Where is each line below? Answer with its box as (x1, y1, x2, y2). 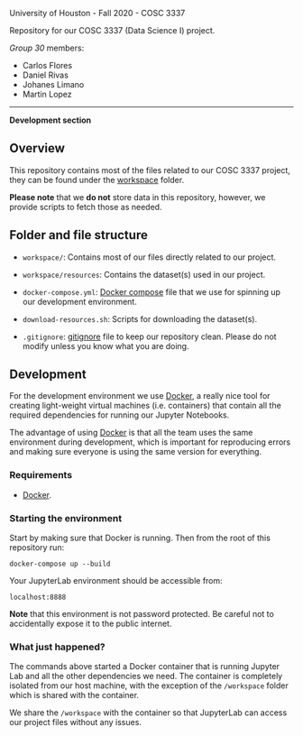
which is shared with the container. (9, 690, 140, 701)
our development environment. (22, 296, 137, 307)
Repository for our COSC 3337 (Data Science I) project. (9, 25, 216, 35)
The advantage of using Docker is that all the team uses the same (9, 428, 253, 438)
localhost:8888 (9, 593, 67, 603)
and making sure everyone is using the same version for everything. (9, 446, 262, 457)
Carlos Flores (22, 60, 73, 70)
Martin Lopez (22, 89, 72, 99)
